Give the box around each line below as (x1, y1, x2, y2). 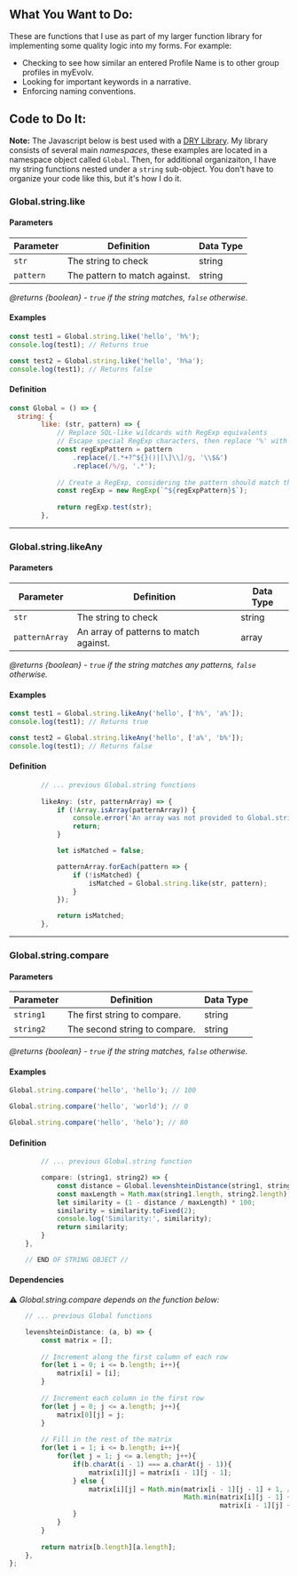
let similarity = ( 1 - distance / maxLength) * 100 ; (56, 1198, 255, 1207)
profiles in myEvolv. (21, 67, 94, 77)
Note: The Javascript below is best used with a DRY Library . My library (9, 135, 269, 146)
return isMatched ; (56, 912, 125, 921)
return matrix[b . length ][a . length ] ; (41, 1542, 176, 1551)
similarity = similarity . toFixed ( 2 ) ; (56, 1206, 197, 1215)
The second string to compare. (67, 1023, 196, 1035)
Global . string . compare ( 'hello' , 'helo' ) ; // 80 (9, 1118, 189, 1128)
